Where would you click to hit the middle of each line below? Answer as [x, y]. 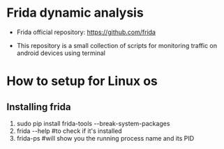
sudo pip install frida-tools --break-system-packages [93, 123]
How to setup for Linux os [82, 81]
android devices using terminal [61, 53]
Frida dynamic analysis [75, 13]
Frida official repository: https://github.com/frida [86, 32]
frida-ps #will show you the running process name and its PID [105, 138]
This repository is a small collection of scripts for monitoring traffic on [117, 45]
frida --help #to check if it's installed [69, 131]
